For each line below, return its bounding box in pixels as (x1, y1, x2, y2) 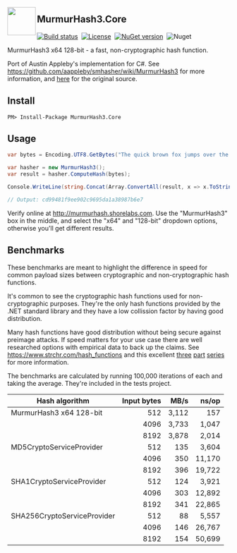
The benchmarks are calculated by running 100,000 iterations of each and (7, 371, 223, 380)
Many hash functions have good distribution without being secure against (7, 328, 221, 336)
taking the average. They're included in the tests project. (7, 379, 172, 387)
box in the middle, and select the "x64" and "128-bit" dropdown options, (7, 216, 218, 225)
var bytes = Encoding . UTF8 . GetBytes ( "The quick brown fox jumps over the (7, 152, 229, 159)
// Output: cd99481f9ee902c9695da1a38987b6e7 (7, 196, 143, 203)
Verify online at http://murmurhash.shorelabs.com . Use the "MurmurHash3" (7, 209, 228, 217)
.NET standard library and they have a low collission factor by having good (7, 307, 224, 315)
